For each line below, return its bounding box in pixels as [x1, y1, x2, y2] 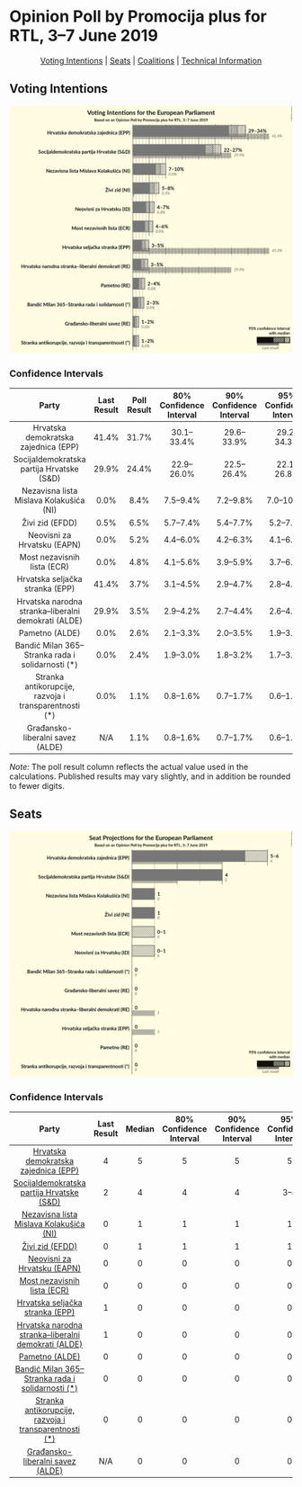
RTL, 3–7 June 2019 [9, 25, 159, 46]
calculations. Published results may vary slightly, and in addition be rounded [9, 771, 291, 782]
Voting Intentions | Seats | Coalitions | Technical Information [40, 55, 262, 66]
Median [125, 1123, 155, 1134]
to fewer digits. [9, 781, 65, 792]
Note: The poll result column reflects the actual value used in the [9, 762, 249, 773]
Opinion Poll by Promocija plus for [9, 6, 267, 27]
